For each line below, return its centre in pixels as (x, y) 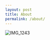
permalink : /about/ (25, 19)
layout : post (19, 10)
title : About (19, 14)
